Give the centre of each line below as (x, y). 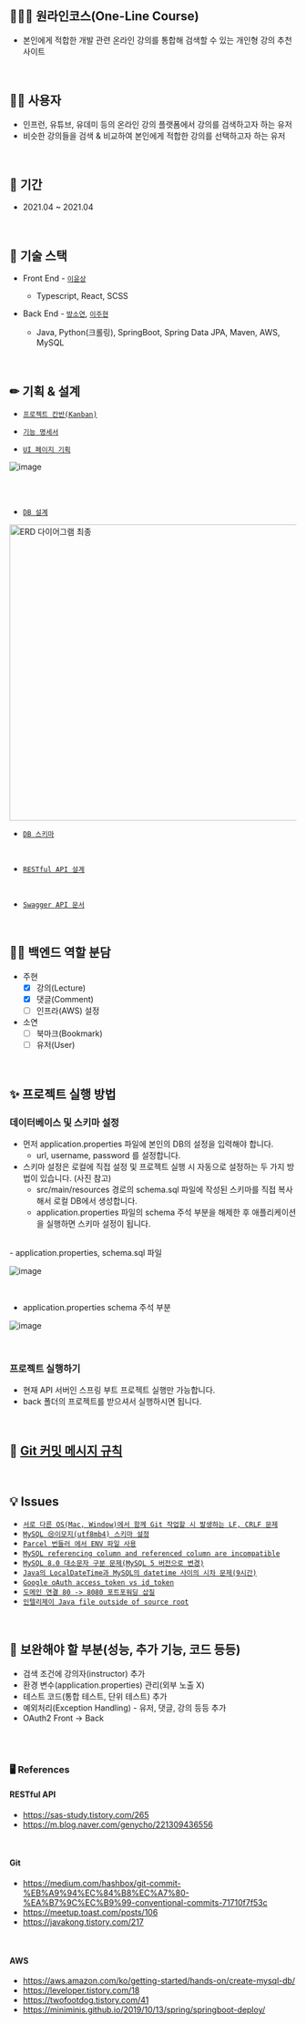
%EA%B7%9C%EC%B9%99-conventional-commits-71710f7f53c (145, 1902)
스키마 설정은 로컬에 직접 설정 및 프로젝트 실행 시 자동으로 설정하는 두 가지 (153, 1166)
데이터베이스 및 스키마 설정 (65, 1122)
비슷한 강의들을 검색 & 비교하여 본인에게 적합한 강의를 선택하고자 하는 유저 (154, 136)
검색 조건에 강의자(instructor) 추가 (84, 1673)
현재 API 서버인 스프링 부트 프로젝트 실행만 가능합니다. (119, 1390)
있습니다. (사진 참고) (76, 1177)
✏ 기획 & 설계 (45, 391)
